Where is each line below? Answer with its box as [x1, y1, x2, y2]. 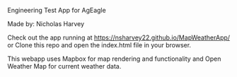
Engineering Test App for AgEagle [7, 6, 106, 14]
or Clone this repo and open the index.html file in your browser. [7, 41, 192, 49]
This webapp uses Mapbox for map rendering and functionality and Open [7, 54, 221, 63]
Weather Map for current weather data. [7, 62, 122, 70]
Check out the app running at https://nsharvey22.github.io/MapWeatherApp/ [7, 33, 231, 42]
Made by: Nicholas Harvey [7, 20, 85, 28]
